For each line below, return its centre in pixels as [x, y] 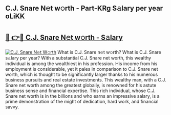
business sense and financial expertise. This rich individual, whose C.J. [80, 91]
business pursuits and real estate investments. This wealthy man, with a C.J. [86, 80]
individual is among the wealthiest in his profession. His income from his [81, 64]
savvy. [12, 107]
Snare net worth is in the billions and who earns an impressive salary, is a [82, 96]
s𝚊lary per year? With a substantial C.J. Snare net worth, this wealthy [78, 58]
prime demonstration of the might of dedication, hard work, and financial [82, 102]
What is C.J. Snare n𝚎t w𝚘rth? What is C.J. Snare [109, 52]
